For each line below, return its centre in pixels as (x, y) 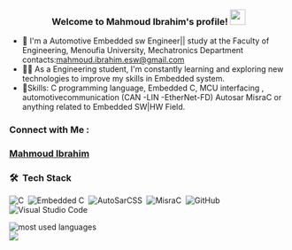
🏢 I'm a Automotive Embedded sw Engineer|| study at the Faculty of (146, 41)
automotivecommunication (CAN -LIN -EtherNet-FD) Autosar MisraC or (152, 98)
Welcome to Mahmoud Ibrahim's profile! (140, 21)
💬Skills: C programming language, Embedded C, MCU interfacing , (143, 88)
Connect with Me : (50, 130)
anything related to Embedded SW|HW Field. (104, 107)
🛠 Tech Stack (41, 178)
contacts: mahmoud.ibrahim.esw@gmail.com (103, 60)
